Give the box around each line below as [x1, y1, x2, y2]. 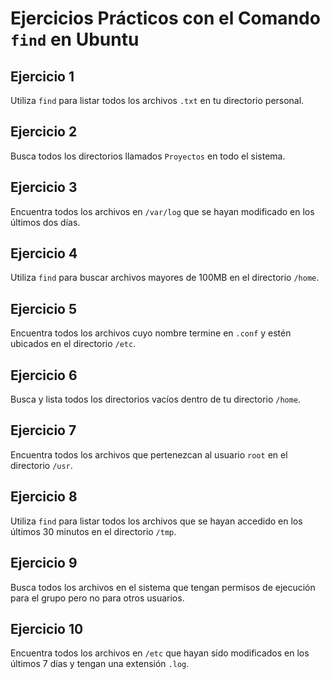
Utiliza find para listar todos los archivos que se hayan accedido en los [10, 515, 303, 527]
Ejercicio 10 [10, 620, 84, 637]
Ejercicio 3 [10, 179, 78, 196]
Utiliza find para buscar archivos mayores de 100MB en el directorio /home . [10, 272, 320, 284]
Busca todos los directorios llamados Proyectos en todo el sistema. [10, 150, 286, 162]
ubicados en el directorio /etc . [10, 338, 137, 350]
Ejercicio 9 [10, 555, 78, 572]
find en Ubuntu [10, 28, 140, 51]
